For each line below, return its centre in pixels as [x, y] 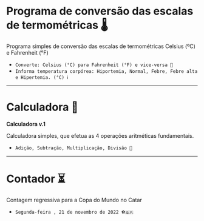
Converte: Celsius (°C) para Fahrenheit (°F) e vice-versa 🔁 [94, 65]
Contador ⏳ [36, 179]
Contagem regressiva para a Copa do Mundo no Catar [74, 200]
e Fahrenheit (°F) [27, 52]
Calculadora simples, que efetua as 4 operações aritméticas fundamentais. [100, 135]
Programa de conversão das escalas [100, 11]
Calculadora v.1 [26, 124]
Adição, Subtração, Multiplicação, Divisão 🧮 [73, 148]
